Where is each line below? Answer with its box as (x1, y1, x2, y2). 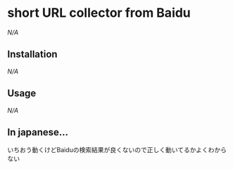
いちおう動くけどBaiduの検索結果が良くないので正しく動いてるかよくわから (7, 146, 227, 154)
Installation (7, 48, 58, 60)
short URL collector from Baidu (7, 5, 191, 21)
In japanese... (7, 126, 69, 138)
